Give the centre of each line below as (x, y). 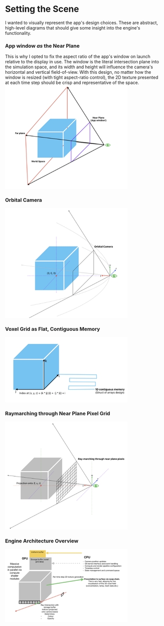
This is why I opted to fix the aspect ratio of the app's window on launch (78, 57)
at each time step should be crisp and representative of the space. (72, 83)
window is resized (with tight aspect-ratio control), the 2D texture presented (82, 78)
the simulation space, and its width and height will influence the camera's (79, 67)
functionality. (18, 33)
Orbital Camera (24, 200)
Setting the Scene (42, 9)
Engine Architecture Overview (42, 541)
